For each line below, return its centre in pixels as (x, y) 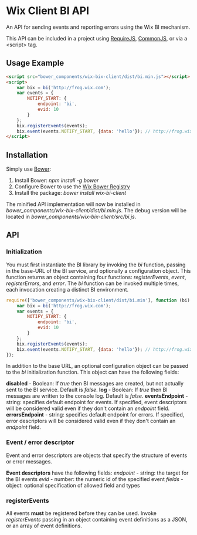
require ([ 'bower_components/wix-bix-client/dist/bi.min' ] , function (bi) (98, 300)
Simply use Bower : (29, 169)
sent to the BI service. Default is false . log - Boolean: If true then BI (87, 390)
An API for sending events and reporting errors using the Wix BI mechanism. (98, 27)
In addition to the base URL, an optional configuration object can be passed (97, 366)
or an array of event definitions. (44, 526)
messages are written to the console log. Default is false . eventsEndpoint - (97, 396)
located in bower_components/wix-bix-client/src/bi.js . (71, 217)
